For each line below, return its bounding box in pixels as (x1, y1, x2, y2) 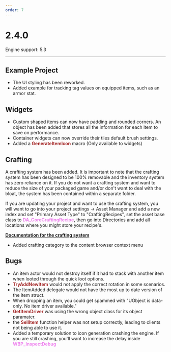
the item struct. (12, 292, 45, 298)
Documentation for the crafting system (5, 232, 90, 238)
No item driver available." (24, 302, 77, 309)
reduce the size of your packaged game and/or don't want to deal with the (5, 185, 161, 191)
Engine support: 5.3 (5, 46, 47, 53)
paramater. (12, 314, 36, 320)
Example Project (5, 66, 59, 75)
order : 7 (5, 7, 24, 13)
